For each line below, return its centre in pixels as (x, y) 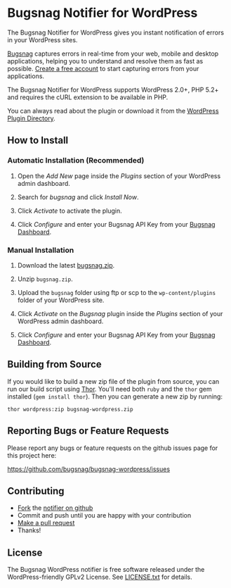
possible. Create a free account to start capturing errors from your (103, 68)
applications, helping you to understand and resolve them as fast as (105, 61)
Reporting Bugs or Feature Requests (88, 431)
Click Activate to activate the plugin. (70, 211)
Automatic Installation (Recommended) (76, 161)
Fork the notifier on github (55, 508)
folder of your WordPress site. (61, 300)
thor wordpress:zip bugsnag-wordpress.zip (70, 409)
